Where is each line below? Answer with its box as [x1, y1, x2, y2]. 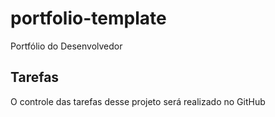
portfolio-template [10, 7, 167, 30]
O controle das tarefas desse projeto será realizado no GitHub [10, 95, 266, 107]
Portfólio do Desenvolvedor [10, 40, 123, 52]
